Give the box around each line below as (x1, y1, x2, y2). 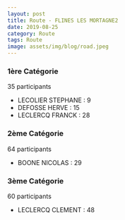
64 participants (7, 145, 52, 153)
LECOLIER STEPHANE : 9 (17, 96, 92, 104)
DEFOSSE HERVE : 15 (17, 104, 80, 112)
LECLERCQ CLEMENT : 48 (17, 205, 95, 214)
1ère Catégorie (7, 66, 59, 76)
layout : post (7, 10, 46, 18)
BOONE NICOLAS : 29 (17, 158, 83, 166)
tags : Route (7, 37, 42, 44)
